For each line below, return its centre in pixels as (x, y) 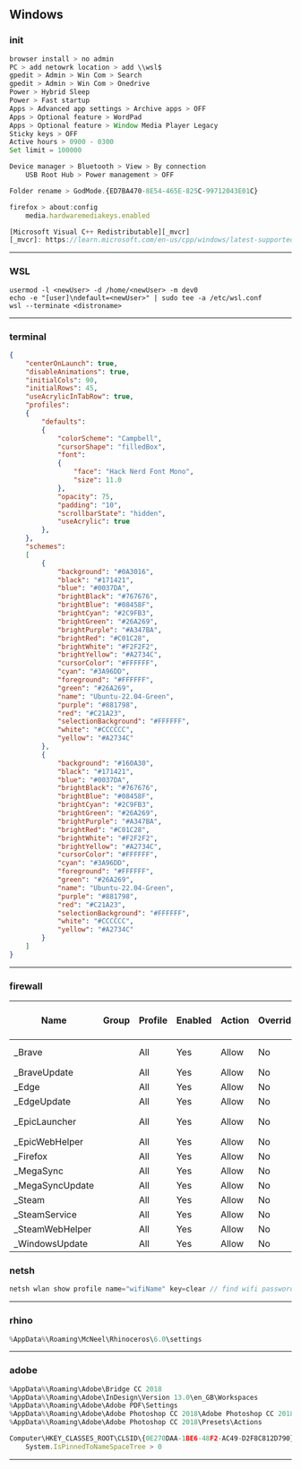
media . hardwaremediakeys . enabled (88, 215)
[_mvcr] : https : (39, 240)
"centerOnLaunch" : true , (72, 363)
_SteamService (46, 1215)
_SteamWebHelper (53, 1229)
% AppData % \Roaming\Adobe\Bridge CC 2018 (86, 1389)
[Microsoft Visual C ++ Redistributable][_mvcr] (100, 232)
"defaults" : (64, 421)
